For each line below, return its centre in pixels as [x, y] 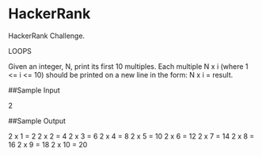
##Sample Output [37, 120]
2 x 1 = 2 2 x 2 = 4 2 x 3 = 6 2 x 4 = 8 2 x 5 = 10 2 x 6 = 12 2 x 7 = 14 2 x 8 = [131, 136]
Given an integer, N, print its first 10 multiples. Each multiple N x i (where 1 [128, 66]
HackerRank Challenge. [47, 36]
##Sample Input [34, 90]
